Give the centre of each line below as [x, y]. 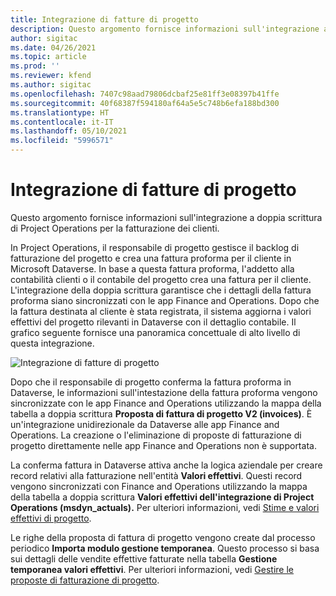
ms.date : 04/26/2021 [53, 47]
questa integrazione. [52, 343]
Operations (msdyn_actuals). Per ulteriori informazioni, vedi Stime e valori [165, 507]
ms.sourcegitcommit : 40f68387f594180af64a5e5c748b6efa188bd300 [145, 103]
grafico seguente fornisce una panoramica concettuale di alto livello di [155, 332]
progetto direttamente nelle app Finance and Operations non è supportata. [163, 445]
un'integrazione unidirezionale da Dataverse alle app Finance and [145, 424]
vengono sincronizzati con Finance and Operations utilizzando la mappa [159, 486]
